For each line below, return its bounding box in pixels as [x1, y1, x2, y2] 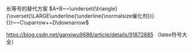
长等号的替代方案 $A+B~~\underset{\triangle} [6, 5, 118, 12]
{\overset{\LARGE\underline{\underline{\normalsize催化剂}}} [6, 12, 155, 19]
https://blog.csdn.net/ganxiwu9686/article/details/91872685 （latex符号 [6, 31, 182, 38]
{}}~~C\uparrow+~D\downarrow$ [6, 19, 89, 26]
